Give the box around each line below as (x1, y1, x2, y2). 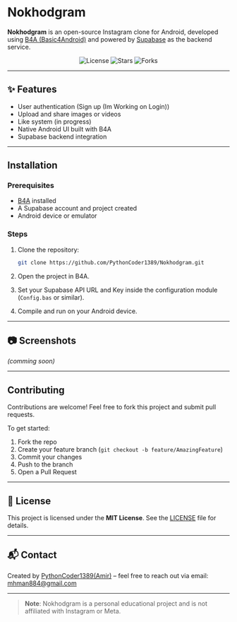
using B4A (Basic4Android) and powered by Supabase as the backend (7, 35, 213, 43)
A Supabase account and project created (17, 204, 138, 213)
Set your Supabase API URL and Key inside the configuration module (17, 286, 218, 294)
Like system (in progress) (17, 117, 92, 126)
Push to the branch (17, 460, 73, 469)
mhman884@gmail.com (7, 579, 78, 587)
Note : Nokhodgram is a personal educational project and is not (24, 599, 208, 608)
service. (7, 42, 31, 51)
